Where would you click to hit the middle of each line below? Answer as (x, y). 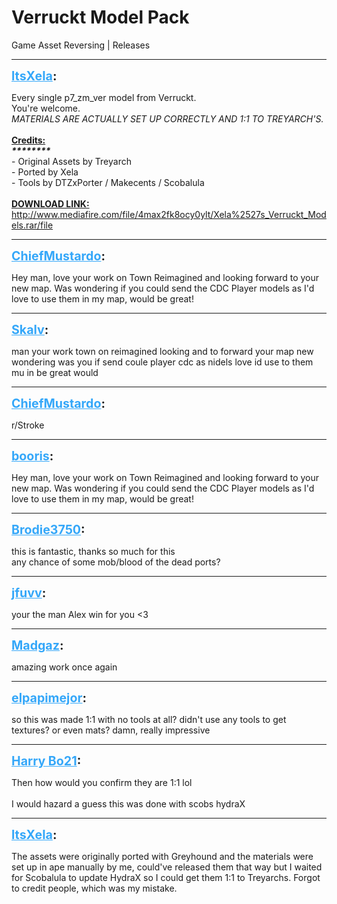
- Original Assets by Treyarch (71, 161)
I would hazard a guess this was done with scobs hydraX (128, 803)
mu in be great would (55, 372)
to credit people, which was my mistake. (94, 888)
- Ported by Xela (45, 172)
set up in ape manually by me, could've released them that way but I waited (167, 867)
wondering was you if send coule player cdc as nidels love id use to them (162, 362)
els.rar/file (32, 225)
